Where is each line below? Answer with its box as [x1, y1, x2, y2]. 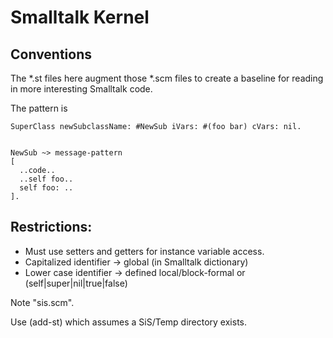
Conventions [10, 46, 93, 63]
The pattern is [10, 102, 68, 114]
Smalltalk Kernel [10, 6, 150, 29]
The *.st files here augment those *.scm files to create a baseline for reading [10, 72, 324, 84]
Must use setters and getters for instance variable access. [24, 245, 265, 257]
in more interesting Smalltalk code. [10, 83, 153, 95]
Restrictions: [10, 219, 93, 236]
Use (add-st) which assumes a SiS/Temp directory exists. [10, 316, 247, 328]
